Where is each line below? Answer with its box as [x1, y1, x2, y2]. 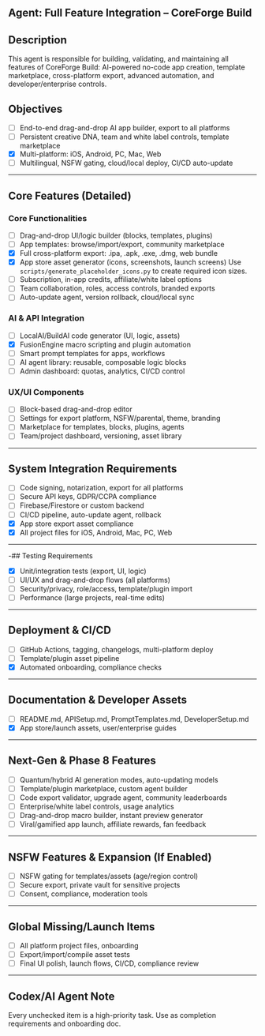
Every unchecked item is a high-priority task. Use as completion [8, 1010, 217, 1019]
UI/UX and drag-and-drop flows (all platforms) [19, 575, 171, 584]
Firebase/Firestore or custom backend [19, 501, 144, 510]
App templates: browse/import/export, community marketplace [19, 240, 225, 250]
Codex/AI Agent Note [8, 989, 115, 1003]
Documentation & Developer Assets [8, 693, 188, 707]
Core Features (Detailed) [8, 189, 132, 202]
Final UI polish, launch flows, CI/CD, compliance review [19, 959, 200, 968]
